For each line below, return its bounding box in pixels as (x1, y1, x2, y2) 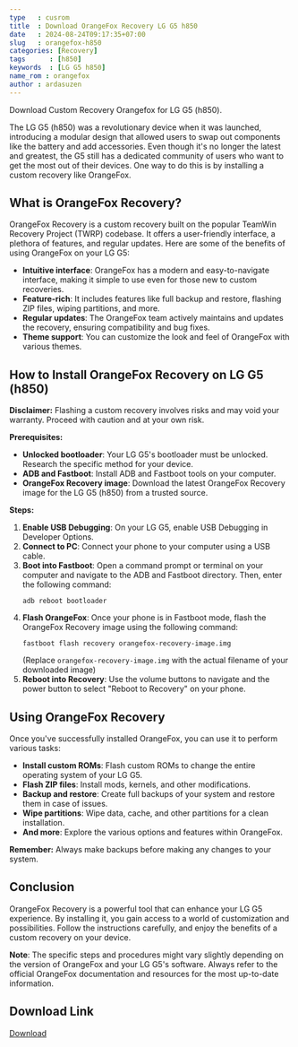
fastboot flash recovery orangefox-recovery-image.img (21, 639, 232, 648)
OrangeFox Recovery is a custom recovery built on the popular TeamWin (9, 219, 277, 229)
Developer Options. (21, 532, 94, 542)
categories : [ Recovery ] (9, 47, 98, 56)
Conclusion (9, 879, 75, 895)
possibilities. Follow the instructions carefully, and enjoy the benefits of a (9, 922, 277, 933)
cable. (21, 550, 46, 561)
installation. (21, 818, 65, 828)
